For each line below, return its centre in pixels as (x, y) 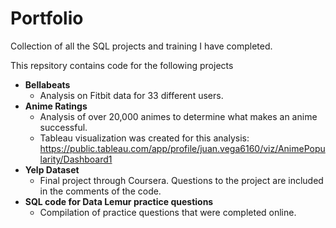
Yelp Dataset (52, 169)
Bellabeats (47, 84)
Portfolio (47, 18)
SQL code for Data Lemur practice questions (119, 201)
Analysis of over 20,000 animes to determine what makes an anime (178, 116)
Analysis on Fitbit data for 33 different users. (131, 95)
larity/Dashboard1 (76, 159)
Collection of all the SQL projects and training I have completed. (141, 46)
